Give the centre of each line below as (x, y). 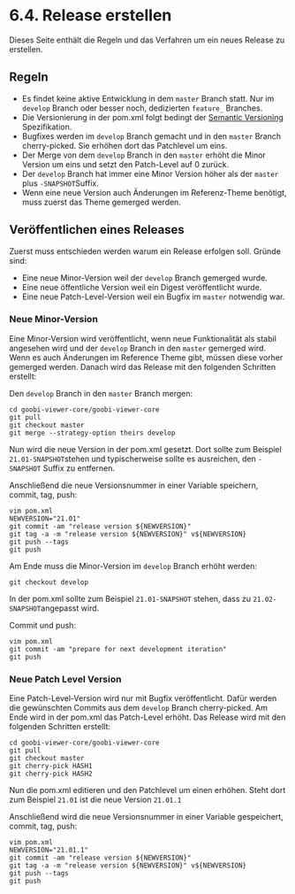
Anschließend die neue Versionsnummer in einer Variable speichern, (134, 485)
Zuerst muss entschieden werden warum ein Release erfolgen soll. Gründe (145, 251)
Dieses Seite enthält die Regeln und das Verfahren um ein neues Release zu (147, 40)
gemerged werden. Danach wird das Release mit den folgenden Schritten (143, 366)
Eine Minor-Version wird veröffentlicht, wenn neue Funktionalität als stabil (143, 338)
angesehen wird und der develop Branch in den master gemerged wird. (138, 348)
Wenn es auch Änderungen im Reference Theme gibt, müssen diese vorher (146, 357)
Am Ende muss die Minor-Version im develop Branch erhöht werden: (133, 566)
